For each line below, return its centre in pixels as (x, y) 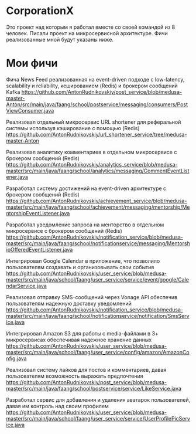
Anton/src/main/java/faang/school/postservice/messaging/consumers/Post (97, 104)
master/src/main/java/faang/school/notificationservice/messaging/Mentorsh (98, 243)
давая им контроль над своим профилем (58, 406)
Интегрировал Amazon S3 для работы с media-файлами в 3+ (82, 333)
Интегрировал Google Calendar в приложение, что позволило (83, 261)
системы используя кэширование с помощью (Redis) (73, 128)
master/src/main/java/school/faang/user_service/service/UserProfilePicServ (98, 418)
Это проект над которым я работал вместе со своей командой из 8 (91, 27)
